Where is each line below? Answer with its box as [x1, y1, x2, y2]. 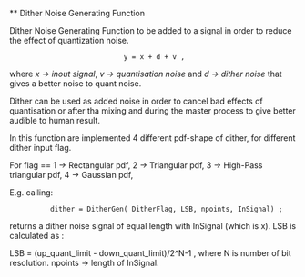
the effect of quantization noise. [9, 35, 129, 45]
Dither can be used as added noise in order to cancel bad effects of [9, 95, 264, 106]
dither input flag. [9, 143, 72, 153]
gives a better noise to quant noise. [9, 78, 142, 89]
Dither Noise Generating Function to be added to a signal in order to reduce [9, 25, 292, 35]
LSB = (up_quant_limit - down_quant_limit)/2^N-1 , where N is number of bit [9, 248, 291, 258]
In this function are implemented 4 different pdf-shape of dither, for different [9, 133, 296, 143]
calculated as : [9, 231, 65, 241]
